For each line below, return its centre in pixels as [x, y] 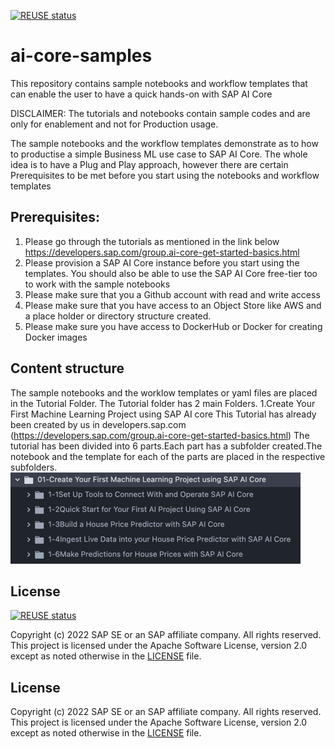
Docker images [56, 337]
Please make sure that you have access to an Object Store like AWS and [173, 305]
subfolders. [34, 467]
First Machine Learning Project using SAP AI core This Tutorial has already [163, 414]
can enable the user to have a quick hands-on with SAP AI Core [141, 94]
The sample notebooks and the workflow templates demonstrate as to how [164, 143]
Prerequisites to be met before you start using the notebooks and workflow [165, 175]
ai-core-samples [81, 56]
